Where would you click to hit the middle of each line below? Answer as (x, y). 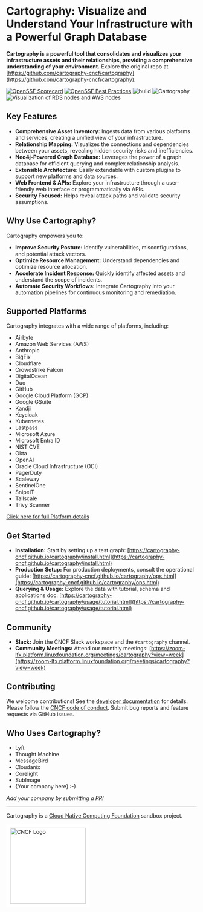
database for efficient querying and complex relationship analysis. (97, 163)
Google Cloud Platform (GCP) (52, 395)
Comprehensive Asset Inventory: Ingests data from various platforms (102, 131)
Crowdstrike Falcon (39, 370)
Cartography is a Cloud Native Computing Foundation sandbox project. (95, 815)
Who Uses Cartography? (54, 733)
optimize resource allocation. (51, 266)
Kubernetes (29, 421)
